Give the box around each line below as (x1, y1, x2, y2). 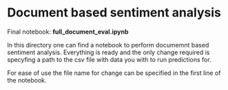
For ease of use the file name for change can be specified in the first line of (7, 69, 221, 77)
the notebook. (7, 76, 47, 84)
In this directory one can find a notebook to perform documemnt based (7, 41, 209, 49)
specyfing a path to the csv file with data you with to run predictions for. (7, 55, 211, 63)
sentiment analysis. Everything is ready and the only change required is (7, 48, 210, 56)
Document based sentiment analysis (7, 5, 222, 21)
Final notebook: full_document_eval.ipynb (7, 27, 129, 36)
